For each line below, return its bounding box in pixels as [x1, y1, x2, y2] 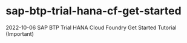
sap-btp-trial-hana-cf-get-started [5, 4, 182, 18]
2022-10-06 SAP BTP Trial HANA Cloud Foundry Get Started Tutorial [5, 24, 177, 31]
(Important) [5, 30, 34, 37]
